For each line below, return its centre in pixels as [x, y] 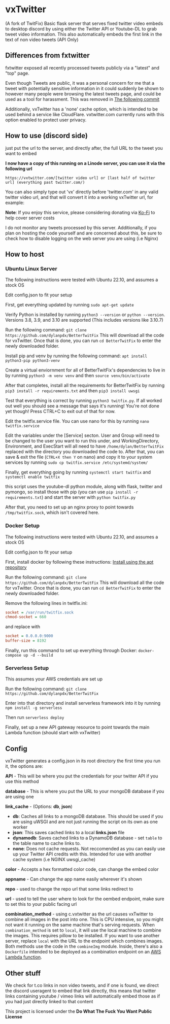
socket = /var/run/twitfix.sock [39, 612]
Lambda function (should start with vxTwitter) [53, 733]
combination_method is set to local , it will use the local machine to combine [83, 930]
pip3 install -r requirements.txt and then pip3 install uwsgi [73, 391]
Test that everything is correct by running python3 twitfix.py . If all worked [84, 401]
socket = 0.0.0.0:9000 [29, 636]
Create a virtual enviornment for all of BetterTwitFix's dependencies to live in [85, 370]
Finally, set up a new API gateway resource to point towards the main [77, 727]
